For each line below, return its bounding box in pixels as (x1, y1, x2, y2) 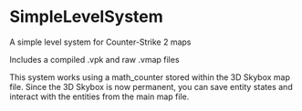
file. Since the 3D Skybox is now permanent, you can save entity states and (9, 81, 294, 92)
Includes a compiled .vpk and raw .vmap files (9, 54, 180, 65)
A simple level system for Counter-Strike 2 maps (9, 36, 192, 47)
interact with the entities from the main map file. (9, 91, 190, 102)
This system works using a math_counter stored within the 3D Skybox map (9, 71, 290, 83)
